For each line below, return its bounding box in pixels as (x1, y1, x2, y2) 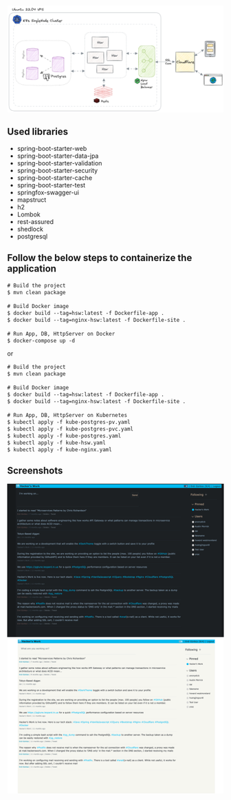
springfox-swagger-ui (16, 188, 79, 196)
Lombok (16, 210, 41, 218)
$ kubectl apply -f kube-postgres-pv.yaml (7, 418, 131, 425)
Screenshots (7, 465, 63, 477)
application (7, 263, 57, 275)
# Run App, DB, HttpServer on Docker (7, 330, 115, 337)
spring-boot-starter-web (16, 144, 87, 152)
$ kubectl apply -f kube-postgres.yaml (7, 432, 122, 439)
